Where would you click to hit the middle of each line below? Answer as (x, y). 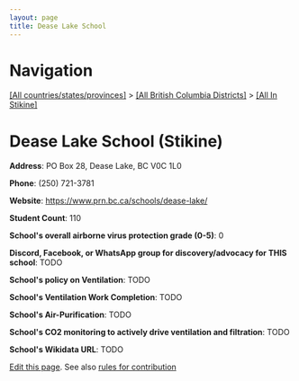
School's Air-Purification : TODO (71, 315)
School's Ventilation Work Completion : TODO (96, 297)
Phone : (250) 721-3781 (52, 183)
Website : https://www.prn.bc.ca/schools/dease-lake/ (109, 201)
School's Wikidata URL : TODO (67, 350)
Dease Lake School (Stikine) (116, 141)
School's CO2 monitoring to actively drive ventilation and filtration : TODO (149, 332)
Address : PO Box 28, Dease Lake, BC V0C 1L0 (95, 166)
